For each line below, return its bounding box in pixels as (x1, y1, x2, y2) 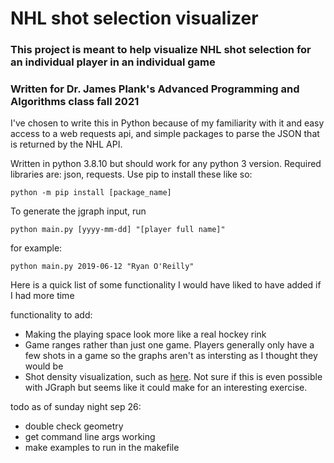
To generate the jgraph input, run (10, 205, 147, 217)
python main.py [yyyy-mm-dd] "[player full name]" (10, 225, 226, 235)
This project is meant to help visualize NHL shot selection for (10, 43, 312, 57)
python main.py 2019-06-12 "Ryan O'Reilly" (10, 262, 195, 272)
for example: (10, 242, 63, 254)
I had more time (10, 290, 75, 302)
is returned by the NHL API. (10, 138, 123, 151)
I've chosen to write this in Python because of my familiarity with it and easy (10, 117, 325, 129)
